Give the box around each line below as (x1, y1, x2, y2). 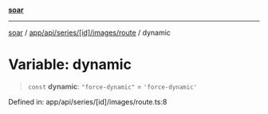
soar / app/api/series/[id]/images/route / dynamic (8, 28, 171, 37)
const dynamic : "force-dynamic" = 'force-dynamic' (27, 82, 198, 91)
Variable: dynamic (8, 55, 132, 74)
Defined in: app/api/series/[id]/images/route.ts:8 (8, 97, 167, 106)
